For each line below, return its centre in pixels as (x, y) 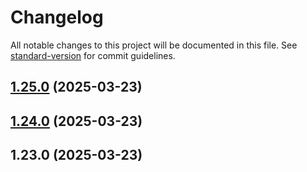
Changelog (57, 17)
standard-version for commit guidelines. (93, 55)
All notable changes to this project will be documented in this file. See (154, 45)
